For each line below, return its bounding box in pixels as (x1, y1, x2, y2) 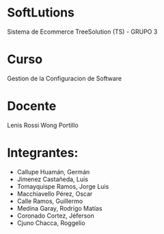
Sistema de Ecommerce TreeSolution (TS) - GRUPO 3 (7, 27, 158, 36)
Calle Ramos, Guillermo (16, 197, 83, 205)
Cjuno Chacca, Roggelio (16, 218, 85, 227)
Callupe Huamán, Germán (16, 167, 90, 176)
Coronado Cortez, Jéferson (16, 211, 94, 220)
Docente (7, 98, 57, 114)
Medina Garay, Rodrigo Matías (16, 204, 102, 212)
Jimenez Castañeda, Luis (16, 175, 89, 183)
